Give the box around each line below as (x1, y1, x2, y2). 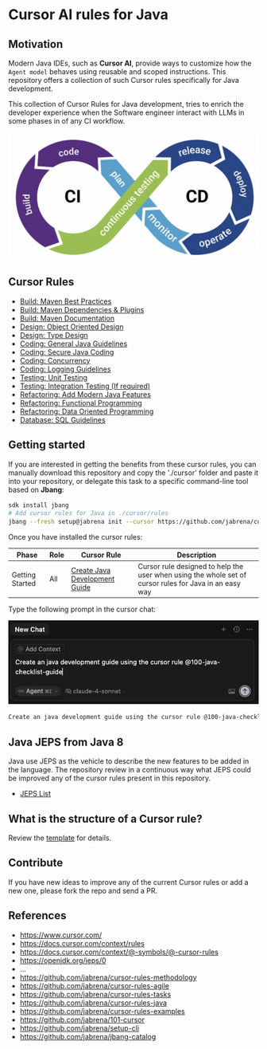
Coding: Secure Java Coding (19, 347, 114, 356)
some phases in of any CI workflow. (8, 116, 126, 125)
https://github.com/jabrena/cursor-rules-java (19, 998, 168, 1008)
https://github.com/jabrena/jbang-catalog (19, 1031, 157, 1041)
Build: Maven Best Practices (19, 297, 112, 306)
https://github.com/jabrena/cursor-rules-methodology (19, 972, 197, 982)
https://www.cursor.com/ (19, 930, 103, 940)
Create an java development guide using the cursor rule (8, 713, 201, 721)
